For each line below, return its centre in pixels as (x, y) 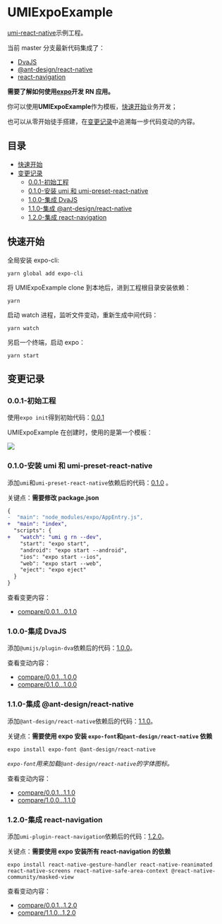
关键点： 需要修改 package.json (53, 497)
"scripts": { (33, 531)
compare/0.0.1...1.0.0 (47, 677)
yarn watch (23, 328)
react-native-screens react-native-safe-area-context (88, 871)
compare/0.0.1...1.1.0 (47, 793)
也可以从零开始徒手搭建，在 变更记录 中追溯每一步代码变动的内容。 (103, 122)
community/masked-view (41, 877)
